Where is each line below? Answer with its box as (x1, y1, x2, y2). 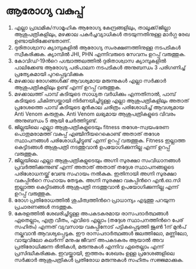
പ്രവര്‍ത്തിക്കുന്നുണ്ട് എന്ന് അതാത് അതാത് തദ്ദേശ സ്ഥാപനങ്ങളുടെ (14, 163, 174, 170)
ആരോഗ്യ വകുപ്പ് (5, 4, 84, 18)
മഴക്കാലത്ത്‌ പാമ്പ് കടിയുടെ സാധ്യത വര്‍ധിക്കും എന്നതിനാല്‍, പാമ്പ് (14, 90, 177, 97)
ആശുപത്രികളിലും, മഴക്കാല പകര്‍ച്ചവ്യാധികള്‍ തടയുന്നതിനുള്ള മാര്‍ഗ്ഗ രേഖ (14, 31, 190, 38)
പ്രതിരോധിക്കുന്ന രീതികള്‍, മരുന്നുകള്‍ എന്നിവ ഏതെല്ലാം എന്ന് (14, 243, 164, 250)
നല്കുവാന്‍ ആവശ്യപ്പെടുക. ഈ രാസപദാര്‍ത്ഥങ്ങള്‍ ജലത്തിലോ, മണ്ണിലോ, (14, 229, 188, 237)
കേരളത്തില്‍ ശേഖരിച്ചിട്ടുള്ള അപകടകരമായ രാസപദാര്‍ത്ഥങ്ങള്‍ (14, 209, 169, 216)
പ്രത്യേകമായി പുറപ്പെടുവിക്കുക (14, 70, 84, 77)
